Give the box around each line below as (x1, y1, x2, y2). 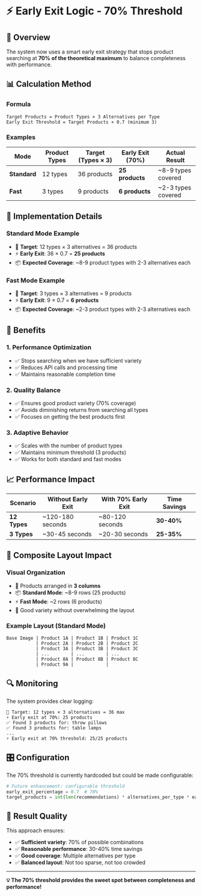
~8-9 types (158, 166, 191, 174)
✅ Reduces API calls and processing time (14, 364, 118, 371)
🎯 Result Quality (6, 811, 68, 821)
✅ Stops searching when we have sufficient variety (14, 357, 142, 364)
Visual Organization (6, 568, 66, 577)
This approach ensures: (6, 827, 65, 834)
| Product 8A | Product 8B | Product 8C (35, 656, 138, 663)
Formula (6, 100, 31, 108)
